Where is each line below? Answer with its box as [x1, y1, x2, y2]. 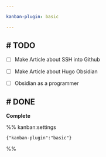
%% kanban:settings [6, 124, 57, 131]
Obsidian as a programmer [14, 80, 79, 87]
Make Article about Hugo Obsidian [14, 68, 98, 75]
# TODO [6, 40, 36, 50]
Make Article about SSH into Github [14, 56, 101, 63]
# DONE [6, 97, 35, 107]
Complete [6, 112, 31, 120]
